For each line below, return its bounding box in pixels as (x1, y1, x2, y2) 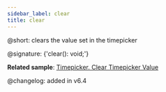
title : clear (7, 17, 45, 24)
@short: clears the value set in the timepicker (7, 36, 137, 44)
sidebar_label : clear (7, 10, 70, 17)
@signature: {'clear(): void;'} (7, 49, 89, 58)
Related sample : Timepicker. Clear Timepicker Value (7, 63, 159, 71)
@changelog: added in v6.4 (7, 76, 87, 84)
